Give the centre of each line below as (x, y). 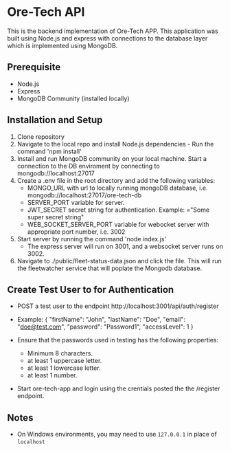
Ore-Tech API (46, 12)
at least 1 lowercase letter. (64, 368)
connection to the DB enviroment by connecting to (88, 166)
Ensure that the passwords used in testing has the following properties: (118, 340)
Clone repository (41, 136)
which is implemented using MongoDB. (62, 45)
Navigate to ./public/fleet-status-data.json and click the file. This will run (119, 261)
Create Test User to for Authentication (91, 289)
